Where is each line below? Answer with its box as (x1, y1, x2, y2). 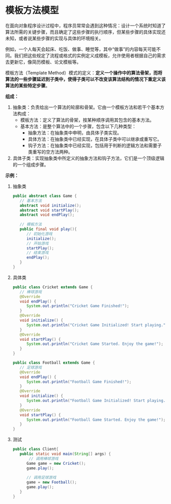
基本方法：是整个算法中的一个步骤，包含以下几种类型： (20, 123, 136, 129)
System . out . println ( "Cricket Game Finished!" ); (26, 304, 129, 309)
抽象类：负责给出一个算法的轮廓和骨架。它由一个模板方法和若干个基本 (12, 104, 160, 110)
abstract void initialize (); (19, 203, 81, 208)
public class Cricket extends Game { (12, 284, 93, 290)
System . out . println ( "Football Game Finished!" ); (26, 379, 132, 384)
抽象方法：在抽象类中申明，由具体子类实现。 (27, 130, 122, 136)
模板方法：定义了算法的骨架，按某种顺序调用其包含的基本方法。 (20, 117, 154, 123)
